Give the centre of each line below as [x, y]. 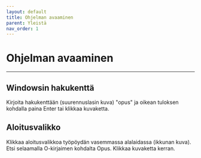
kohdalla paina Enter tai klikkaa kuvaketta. [58, 108]
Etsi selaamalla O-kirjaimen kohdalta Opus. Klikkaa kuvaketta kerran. [91, 148]
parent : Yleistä [26, 23]
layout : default [26, 12]
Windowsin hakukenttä [50, 88]
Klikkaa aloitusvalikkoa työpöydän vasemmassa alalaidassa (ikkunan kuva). [99, 142]
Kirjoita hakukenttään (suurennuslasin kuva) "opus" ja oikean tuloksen [92, 102]
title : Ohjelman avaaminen [40, 17]
